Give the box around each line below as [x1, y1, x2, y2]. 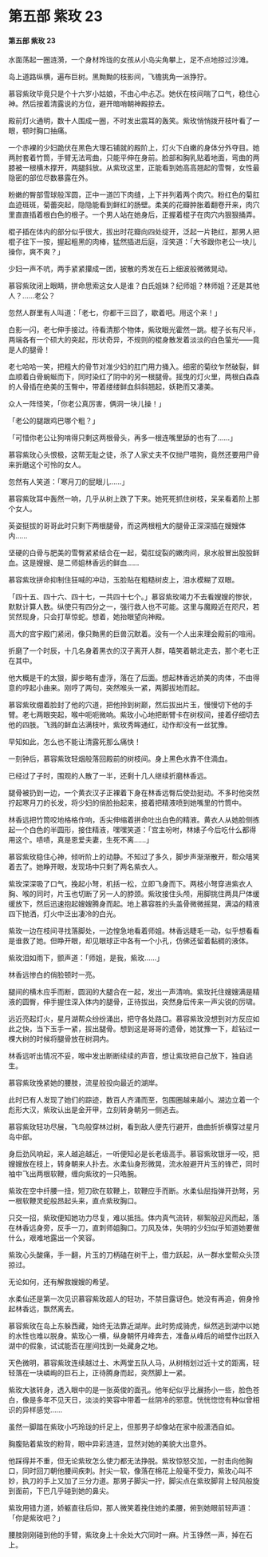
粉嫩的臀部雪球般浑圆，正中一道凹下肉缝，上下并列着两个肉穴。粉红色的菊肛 [8, 190, 260, 200]
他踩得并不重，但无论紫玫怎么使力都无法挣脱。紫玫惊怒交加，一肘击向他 [8, 1456, 246, 1466]
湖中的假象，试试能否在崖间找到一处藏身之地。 [8, 1341, 162, 1351]
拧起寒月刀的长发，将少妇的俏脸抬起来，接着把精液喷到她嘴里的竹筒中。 [8, 798, 246, 808]
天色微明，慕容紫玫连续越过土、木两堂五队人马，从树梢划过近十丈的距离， [8, 1358, 253, 1368]
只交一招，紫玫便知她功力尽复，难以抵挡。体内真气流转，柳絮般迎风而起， [8, 1213, 253, 1223]
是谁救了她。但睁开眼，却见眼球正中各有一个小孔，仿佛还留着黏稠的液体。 [8, 936, 253, 946]
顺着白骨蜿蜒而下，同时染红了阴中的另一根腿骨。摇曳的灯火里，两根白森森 [14, 372, 260, 382]
